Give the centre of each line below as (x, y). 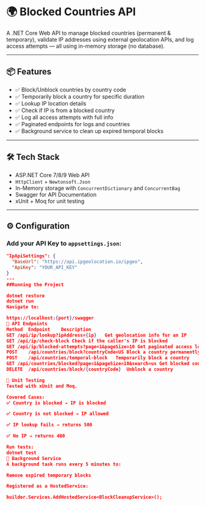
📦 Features (29, 72)
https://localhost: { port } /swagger (50, 318)
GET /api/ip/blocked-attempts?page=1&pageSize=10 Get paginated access (99, 347)
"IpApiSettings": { (31, 256)
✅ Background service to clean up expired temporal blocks (89, 131)
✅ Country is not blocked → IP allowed (57, 414)
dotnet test (21, 453)
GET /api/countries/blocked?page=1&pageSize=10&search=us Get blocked (98, 364)
